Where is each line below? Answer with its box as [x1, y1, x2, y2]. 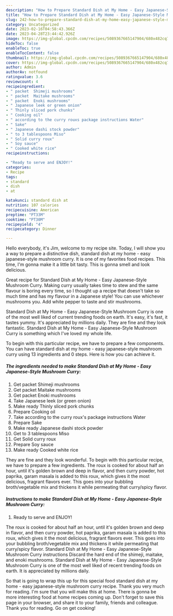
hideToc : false [6, 41, 39, 46]
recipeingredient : [6, 84, 45, 89]
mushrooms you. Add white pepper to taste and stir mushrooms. [6, 299, 142, 305]
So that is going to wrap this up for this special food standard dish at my [6, 578, 158, 584]
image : [6, 36, 20, 42]
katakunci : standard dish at [6, 198, 68, 203]
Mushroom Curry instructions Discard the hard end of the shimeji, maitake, [6, 551, 164, 557]
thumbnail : [6, 55, 29, 61]
